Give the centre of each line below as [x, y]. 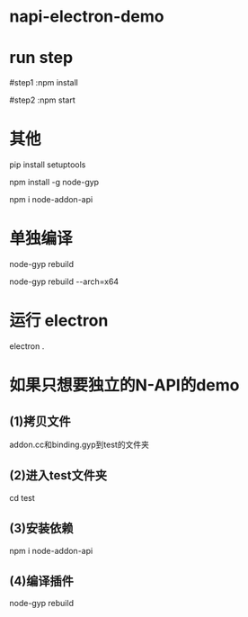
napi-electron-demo [87, 17]
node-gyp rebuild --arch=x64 [64, 282]
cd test [22, 497]
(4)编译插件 [42, 581]
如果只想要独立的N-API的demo [124, 385]
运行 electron [59, 321]
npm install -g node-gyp [54, 183]
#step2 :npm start [42, 100]
